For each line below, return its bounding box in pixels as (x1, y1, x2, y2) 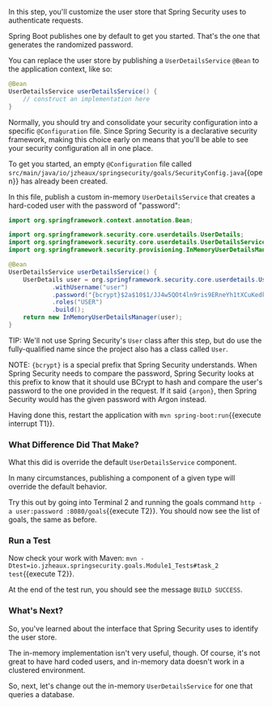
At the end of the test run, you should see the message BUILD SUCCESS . (8, 584, 243, 595)
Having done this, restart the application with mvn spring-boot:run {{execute (8, 410, 261, 420)
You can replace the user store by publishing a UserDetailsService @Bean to (8, 56, 260, 65)
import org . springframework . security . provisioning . (8, 246, 186, 254)
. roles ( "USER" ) (51, 298, 104, 307)
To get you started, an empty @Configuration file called (8, 158, 192, 169)
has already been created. (20, 176, 108, 186)
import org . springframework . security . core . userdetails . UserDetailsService (8, 239, 266, 247)
